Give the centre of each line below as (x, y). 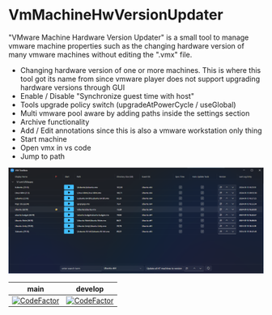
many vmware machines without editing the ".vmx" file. (100, 54)
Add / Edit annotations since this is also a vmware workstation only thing (141, 130)
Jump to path (42, 156)
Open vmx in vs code (55, 147)
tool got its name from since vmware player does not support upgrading (140, 79)
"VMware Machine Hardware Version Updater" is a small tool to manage (129, 37)
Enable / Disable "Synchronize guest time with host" (107, 96)
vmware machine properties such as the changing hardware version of (126, 45)
